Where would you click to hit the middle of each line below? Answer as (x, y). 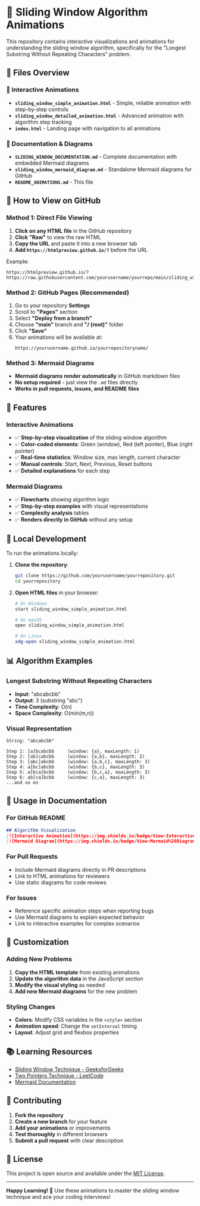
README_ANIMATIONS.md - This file (54, 182)
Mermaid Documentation (45, 1082)
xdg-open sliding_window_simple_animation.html (75, 642)
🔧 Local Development (46, 539)
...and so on (22, 782)
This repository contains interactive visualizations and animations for (90, 41)
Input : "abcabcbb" (38, 694)
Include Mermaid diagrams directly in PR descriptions (80, 869)
